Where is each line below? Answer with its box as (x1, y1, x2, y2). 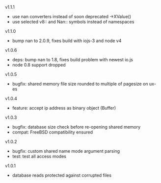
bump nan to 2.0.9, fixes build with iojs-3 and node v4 (12, 38, 122, 44)
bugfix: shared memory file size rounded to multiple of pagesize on (12, 81, 148, 87)
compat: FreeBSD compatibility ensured (12, 129, 93, 135)
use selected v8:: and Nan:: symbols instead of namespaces (12, 19, 134, 24)
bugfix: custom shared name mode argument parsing (12, 148, 120, 154)
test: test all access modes (12, 154, 66, 159)
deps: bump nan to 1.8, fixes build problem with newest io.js (12, 57, 134, 63)
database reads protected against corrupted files (12, 172, 112, 178)
